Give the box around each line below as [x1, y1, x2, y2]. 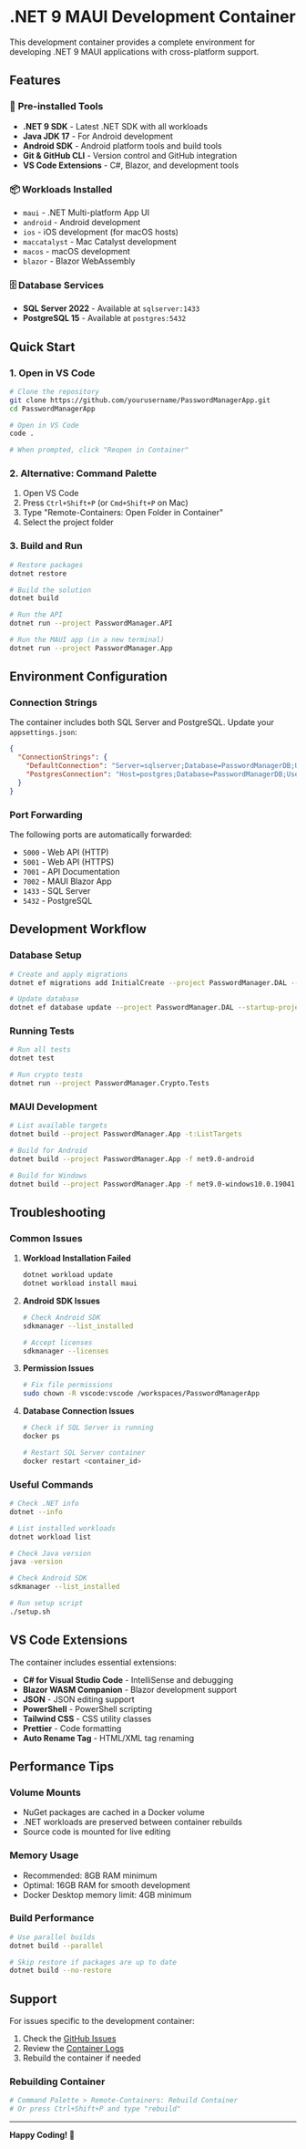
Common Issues [9, 1231, 84, 1244]
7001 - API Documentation [22, 866, 120, 877]
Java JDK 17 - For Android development [22, 130, 173, 141]
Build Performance [9, 1912, 95, 1925]
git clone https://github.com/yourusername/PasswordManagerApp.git [9, 395, 271, 405]
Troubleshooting [9, 1204, 107, 1220]
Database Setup [9, 949, 82, 961]
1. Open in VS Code [9, 367, 96, 379]
